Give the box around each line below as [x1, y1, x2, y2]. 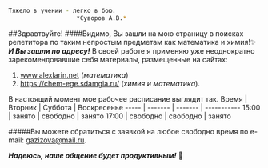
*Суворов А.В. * [76, 14, 127, 22]
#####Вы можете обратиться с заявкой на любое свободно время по [8, 126, 249, 136]
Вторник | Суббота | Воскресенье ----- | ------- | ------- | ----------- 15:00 [8, 102, 261, 112]
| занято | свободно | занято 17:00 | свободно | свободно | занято [8, 111, 232, 121]
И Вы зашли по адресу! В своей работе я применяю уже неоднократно [8, 46, 255, 55]
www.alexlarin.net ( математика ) [19, 70, 129, 79]
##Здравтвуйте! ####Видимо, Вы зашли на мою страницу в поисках [8, 28, 244, 38]
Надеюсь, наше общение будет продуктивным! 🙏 [8, 150, 184, 160]
